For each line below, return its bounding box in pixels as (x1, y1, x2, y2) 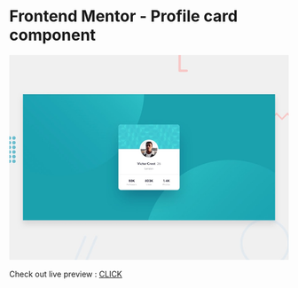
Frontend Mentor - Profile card (9, 6, 238, 27)
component (9, 25, 96, 45)
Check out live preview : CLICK (9, 269, 122, 279)
